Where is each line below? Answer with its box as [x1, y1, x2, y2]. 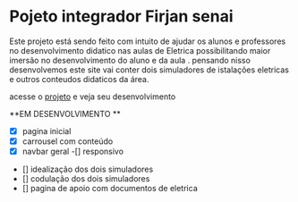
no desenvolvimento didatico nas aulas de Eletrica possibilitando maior [9, 45, 271, 55]
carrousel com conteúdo [21, 136, 114, 147]
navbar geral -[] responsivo [21, 146, 123, 157]
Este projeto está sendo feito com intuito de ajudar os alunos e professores [9, 36, 286, 46]
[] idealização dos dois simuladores [21, 164, 154, 175]
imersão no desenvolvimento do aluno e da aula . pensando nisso [9, 55, 251, 65]
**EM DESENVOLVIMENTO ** [9, 108, 121, 119]
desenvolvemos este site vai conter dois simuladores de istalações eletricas [9, 64, 289, 75]
